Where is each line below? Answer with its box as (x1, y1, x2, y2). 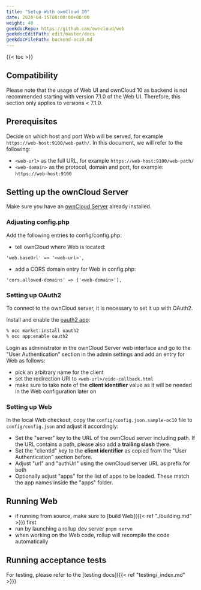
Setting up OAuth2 (6, 290, 62, 299)
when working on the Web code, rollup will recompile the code (14, 531, 170, 538)
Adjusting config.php (6, 218, 70, 226)
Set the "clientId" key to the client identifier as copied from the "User (14, 447, 187, 454)
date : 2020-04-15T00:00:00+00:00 (6, 14, 90, 20)
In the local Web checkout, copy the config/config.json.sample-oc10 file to (6, 417, 193, 424)
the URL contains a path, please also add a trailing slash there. (14, 441, 171, 448)
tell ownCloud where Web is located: (14, 243, 106, 250)
